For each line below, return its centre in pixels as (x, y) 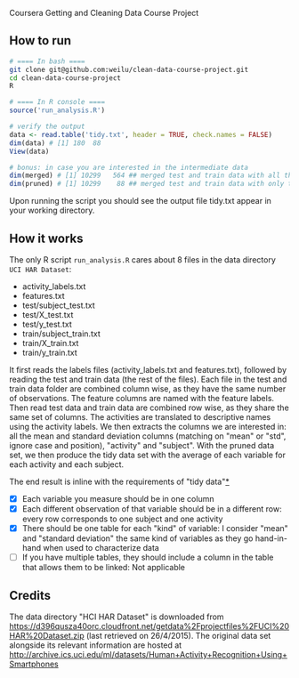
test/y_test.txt (47, 324)
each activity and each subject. (67, 464)
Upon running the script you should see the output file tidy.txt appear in (140, 201)
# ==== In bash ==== (48, 61)
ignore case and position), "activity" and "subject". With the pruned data (141, 445)
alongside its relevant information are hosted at (96, 645)
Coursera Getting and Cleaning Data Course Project (104, 13)
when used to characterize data (101, 548)
